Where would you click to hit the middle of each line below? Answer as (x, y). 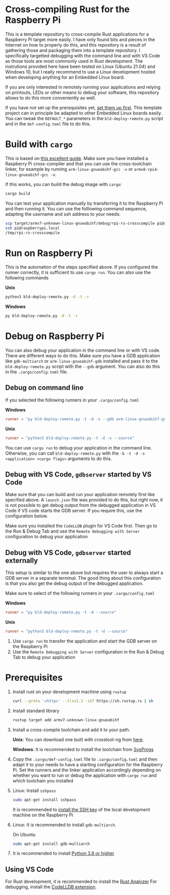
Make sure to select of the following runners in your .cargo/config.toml (80, 593)
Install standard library (36, 711)
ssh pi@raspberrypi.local (32, 228)
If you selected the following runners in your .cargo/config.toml (72, 400)
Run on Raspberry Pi (49, 253)
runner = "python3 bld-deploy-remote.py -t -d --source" (67, 631)
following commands (27, 278)
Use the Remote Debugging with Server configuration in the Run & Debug (88, 652)
